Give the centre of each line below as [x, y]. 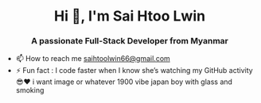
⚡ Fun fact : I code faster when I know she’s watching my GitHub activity [134, 71]
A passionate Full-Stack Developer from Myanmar [130, 41]
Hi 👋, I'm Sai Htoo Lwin [130, 16]
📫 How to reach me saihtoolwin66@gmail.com [93, 59]
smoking [30, 90]
